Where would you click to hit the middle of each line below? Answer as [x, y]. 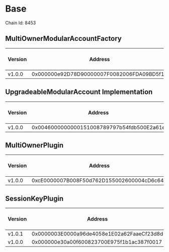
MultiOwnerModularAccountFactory [63, 39]
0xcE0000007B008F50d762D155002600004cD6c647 [100, 181]
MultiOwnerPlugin [34, 145]
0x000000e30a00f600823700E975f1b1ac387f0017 [97, 242]
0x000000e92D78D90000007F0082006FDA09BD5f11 [100, 74]
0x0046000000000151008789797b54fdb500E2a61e [99, 127]
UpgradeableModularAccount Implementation [79, 92]
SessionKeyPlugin [34, 198]
